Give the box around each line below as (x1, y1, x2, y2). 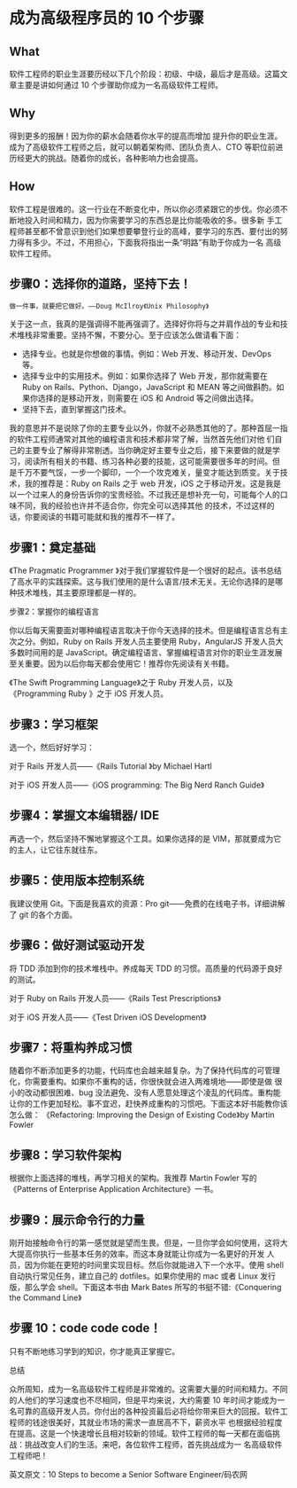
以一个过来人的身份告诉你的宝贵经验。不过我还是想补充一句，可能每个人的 (9, 489, 280, 500)
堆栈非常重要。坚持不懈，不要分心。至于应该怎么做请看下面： (16, 330, 241, 341)
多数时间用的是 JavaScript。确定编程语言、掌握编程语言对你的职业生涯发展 (9, 647, 283, 658)
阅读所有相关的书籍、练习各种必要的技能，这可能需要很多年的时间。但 (24, 456, 280, 466)
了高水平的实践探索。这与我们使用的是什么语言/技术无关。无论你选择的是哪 (9, 576, 284, 587)
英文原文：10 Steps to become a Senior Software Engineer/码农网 (9, 1468, 247, 1479)
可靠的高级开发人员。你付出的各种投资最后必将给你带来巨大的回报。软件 (16, 1406, 280, 1416)
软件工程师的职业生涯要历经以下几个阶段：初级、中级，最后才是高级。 (9, 68, 265, 79)
